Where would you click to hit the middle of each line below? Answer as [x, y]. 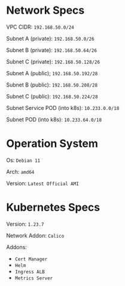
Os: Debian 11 [23, 160]
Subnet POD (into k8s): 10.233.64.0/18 [54, 119]
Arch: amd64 [20, 171]
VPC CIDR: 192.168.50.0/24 [40, 27]
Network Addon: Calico [35, 235]
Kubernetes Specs [53, 207]
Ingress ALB [30, 272]
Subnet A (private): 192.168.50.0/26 [50, 38]
